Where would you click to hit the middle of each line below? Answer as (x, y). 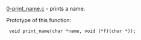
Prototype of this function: (39, 20)
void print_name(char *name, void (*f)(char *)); (72, 31)
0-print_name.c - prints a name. (46, 9)
